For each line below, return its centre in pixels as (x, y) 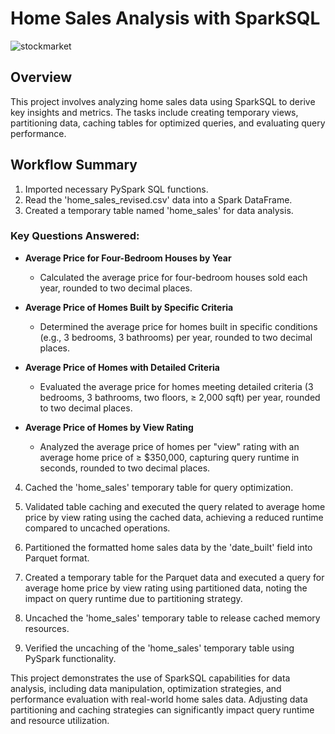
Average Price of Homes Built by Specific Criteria (129, 307)
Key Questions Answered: (75, 236)
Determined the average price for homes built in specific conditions (178, 326)
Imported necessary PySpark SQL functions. (116, 189)
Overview (41, 77)
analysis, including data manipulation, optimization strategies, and (146, 688)
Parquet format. (57, 558)
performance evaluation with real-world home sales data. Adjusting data (159, 699)
